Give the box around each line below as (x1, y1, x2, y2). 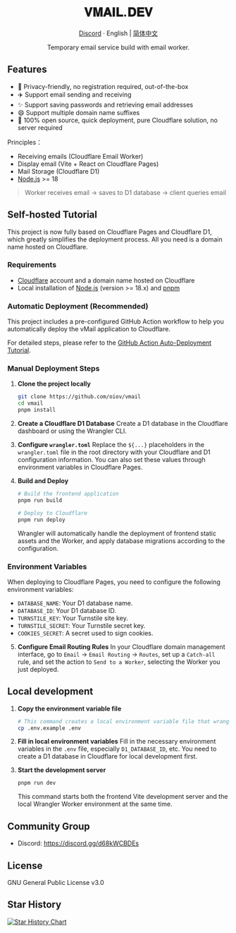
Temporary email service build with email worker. (46, 43, 190, 52)
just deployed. (17, 665, 59, 673)
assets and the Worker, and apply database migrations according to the (17, 536, 225, 545)
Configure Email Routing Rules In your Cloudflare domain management (17, 642, 225, 650)
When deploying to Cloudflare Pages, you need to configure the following (7, 577, 221, 586)
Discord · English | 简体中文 (78, 29, 159, 37)
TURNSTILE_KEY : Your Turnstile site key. (17, 614, 128, 622)
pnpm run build (17, 497, 63, 504)
